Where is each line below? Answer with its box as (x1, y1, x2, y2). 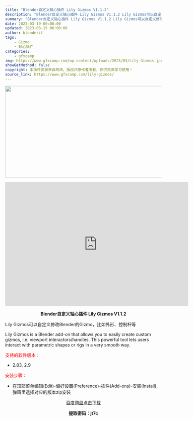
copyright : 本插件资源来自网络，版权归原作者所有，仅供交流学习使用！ (5, 68, 133, 73)
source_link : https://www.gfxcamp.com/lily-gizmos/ (5, 72, 114, 77)
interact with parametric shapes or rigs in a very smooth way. (5, 341, 130, 348)
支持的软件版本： (5, 352, 40, 358)
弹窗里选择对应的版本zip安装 (12, 389, 71, 395)
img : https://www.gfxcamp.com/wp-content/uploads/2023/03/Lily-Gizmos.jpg (5, 58, 163, 63)
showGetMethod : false (5, 63, 50, 68)
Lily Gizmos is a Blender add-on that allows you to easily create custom (5, 331, 151, 337)
